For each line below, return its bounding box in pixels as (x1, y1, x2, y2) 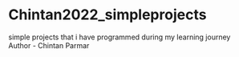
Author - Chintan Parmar (8, 40, 90, 50)
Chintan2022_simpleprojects (8, 6, 207, 24)
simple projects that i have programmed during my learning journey (8, 32, 231, 42)
